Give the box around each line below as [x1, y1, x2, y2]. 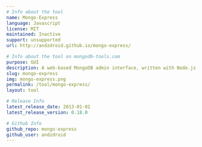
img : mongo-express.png [6, 76, 67, 82]
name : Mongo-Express [6, 15, 59, 21]
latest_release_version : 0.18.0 [6, 109, 88, 116]
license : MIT [6, 25, 39, 32]
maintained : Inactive [6, 31, 61, 38]
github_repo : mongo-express [6, 126, 77, 132]
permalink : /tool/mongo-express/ [6, 82, 91, 88]
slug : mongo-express [6, 70, 59, 76]
